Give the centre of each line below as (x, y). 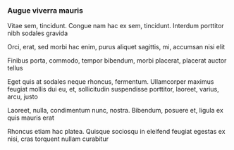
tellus (15, 68)
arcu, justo (23, 96)
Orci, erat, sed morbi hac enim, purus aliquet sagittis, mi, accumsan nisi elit (116, 47)
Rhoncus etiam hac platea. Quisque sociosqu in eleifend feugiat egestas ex (116, 132)
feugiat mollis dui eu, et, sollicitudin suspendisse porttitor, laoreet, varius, (113, 89)
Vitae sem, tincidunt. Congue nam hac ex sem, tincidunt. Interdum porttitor (116, 26)
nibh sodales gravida (38, 33)
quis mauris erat (31, 118)
